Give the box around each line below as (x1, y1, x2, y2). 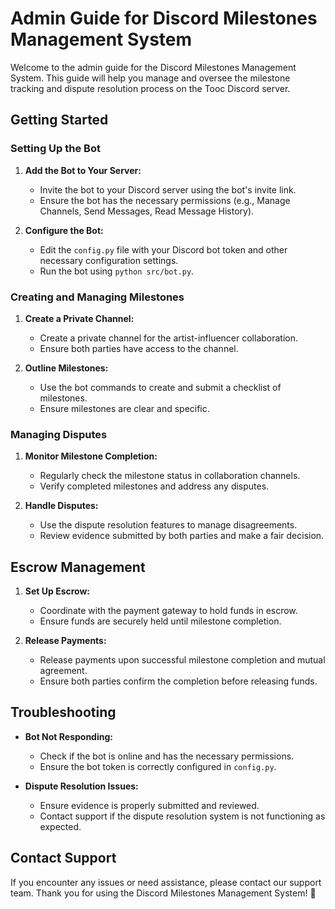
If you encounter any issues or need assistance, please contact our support (10, 876, 322, 888)
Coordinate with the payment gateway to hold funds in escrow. (39, 605, 298, 617)
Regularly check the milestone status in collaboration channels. (39, 470, 301, 482)
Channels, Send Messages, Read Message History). (39, 205, 255, 217)
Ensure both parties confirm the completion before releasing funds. (39, 675, 318, 687)
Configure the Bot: (24, 224, 104, 236)
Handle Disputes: (24, 500, 99, 512)
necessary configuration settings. (39, 254, 179, 266)
